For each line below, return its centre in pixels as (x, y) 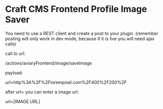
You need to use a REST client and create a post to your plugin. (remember (82, 33)
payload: (14, 72)
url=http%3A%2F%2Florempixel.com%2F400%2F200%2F (66, 82)
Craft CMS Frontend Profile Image (76, 9)
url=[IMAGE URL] (23, 101)
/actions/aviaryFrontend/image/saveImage (48, 63)
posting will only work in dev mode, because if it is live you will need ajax (80, 39)
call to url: (15, 54)
